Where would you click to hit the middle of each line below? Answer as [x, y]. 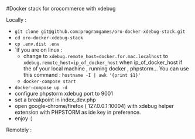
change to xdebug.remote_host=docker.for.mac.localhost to [96, 56]
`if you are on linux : [38, 50]
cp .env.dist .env [37, 44]
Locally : [16, 20]
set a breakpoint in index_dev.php [55, 100]
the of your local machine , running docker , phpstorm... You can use [106, 69]
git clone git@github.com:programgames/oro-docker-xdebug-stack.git [100, 32]
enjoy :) [24, 118]
